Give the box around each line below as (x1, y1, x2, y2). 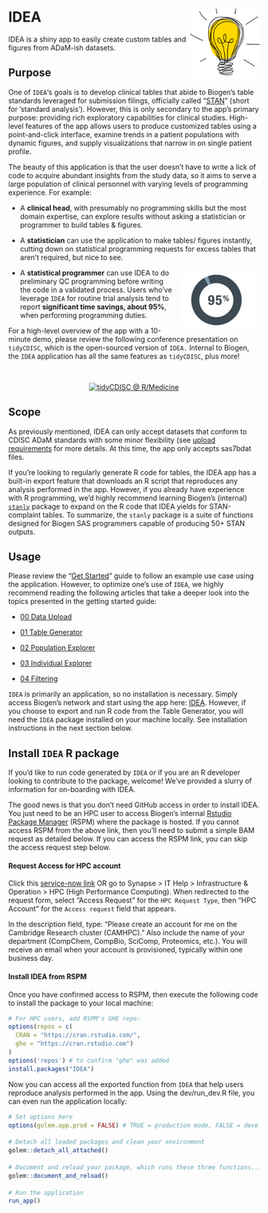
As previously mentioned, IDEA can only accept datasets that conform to (8, 426, 247, 436)
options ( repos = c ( (8, 1023, 73, 1031)
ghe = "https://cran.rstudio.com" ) (15, 1040, 134, 1048)
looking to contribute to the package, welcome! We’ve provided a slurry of (8, 776, 253, 786)
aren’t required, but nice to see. (19, 252, 124, 262)
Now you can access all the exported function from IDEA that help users (8, 1079, 244, 1089)
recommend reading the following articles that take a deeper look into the (8, 588, 250, 598)
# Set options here (8, 1112, 73, 1121)
